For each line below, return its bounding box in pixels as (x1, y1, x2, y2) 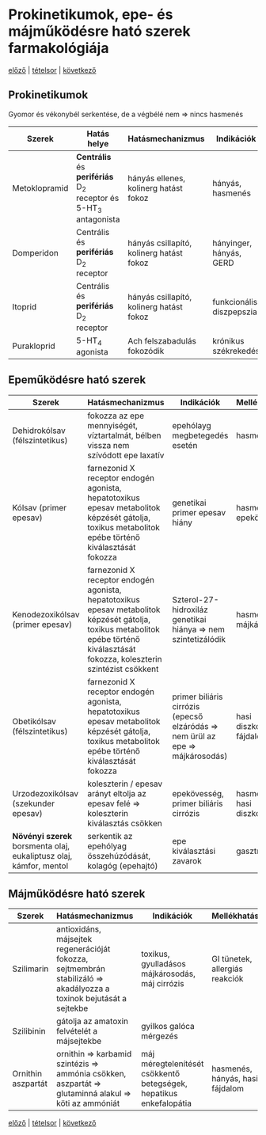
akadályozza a (56, 983, 110, 994)
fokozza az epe (86, 410, 145, 421)
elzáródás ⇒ (172, 720, 219, 731)
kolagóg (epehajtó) (86, 860, 158, 871)
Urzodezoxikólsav (12, 788, 79, 799)
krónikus (212, 336, 245, 347)
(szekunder (12, 798, 55, 809)
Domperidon (12, 247, 59, 258)
